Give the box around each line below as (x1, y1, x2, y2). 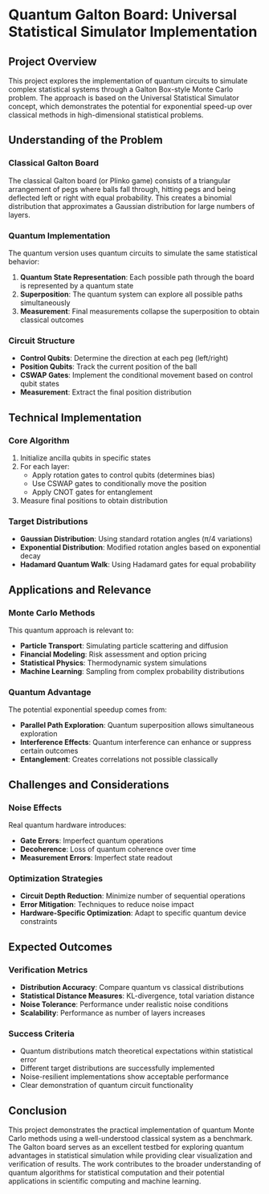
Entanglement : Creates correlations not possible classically (19, 754, 218, 764)
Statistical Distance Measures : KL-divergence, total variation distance (19, 991, 255, 1000)
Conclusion (8, 1103, 67, 1118)
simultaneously (19, 297, 71, 307)
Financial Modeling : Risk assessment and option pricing (19, 649, 207, 659)
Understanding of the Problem (8, 133, 163, 147)
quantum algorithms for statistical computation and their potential (8, 1167, 225, 1178)
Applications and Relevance (8, 583, 152, 596)
